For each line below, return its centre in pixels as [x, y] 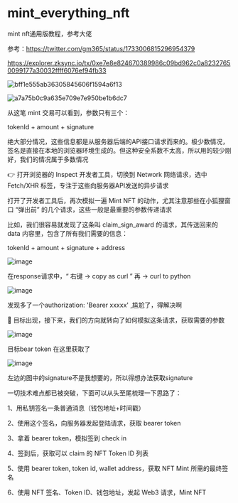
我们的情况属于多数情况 [54, 159]
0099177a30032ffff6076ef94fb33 [57, 70]
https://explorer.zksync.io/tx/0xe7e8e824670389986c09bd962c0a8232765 [119, 63]
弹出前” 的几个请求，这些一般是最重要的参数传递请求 [95, 209]
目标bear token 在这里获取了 [49, 349]
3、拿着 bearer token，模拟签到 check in [67, 438]
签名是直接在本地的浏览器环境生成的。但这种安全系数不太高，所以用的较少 [116, 150]
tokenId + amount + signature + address [66, 247]
